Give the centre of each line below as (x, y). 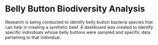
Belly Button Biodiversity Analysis (75, 9)
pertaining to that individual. (33, 37)
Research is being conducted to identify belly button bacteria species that (79, 22)
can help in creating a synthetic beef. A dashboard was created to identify (79, 27)
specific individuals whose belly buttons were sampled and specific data (78, 32)
